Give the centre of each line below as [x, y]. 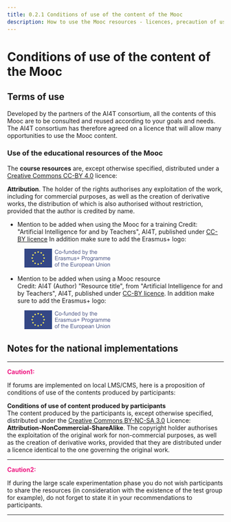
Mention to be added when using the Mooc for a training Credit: [107, 224]
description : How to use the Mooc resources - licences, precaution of [112, 22]
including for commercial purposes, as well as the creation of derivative [109, 196]
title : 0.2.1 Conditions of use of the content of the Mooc [95, 14]
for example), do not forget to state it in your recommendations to [100, 497]
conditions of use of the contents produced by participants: [91, 392]
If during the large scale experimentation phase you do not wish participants [115, 483]
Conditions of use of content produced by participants [87, 405]
